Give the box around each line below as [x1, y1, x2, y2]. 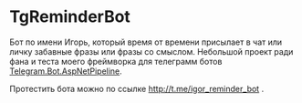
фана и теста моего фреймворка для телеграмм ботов [9, 56, 223, 67]
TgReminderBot [9, 6, 130, 27]
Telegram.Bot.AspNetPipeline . [9, 66, 123, 77]
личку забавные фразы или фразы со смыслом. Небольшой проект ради [9, 46, 294, 57]
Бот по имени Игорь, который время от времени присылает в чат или [9, 36, 283, 47]
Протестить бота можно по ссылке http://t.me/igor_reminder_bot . [9, 83, 265, 94]
